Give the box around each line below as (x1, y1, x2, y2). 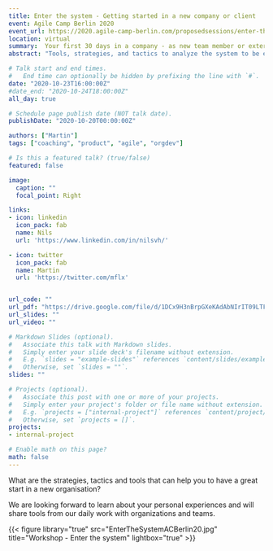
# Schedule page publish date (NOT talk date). (8, 109, 173, 118)
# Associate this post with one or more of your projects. (8, 392, 220, 401)
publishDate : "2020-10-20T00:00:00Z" (8, 117, 136, 125)
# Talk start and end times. (8, 64, 107, 73)
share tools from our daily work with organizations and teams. (8, 508, 215, 518)
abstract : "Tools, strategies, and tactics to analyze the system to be (8, 50, 260, 58)
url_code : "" (8, 295, 53, 304)
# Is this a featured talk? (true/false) (8, 154, 151, 162)
